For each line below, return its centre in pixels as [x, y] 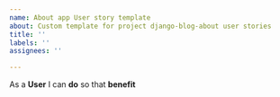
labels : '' [30, 43]
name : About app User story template [80, 18]
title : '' [28, 34]
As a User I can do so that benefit [72, 84]
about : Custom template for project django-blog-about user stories [140, 26]
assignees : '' [36, 51]
